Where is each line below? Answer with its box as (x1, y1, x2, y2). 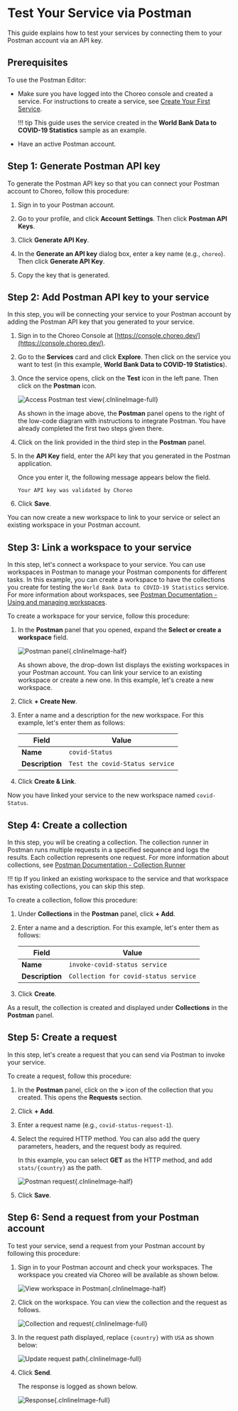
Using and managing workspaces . (7, 598, 107, 607)
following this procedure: (7, 1249, 80, 1257)
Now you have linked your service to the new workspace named (7, 791, 195, 799)
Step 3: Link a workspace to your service (7, 541, 192, 553)
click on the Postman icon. (17, 382, 97, 390)
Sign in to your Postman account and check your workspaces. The (17, 1262, 213, 1271)
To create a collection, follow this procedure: (7, 896, 139, 904)
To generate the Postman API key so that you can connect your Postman (7, 179, 220, 188)
